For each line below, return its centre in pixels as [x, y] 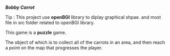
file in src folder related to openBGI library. [50, 23]
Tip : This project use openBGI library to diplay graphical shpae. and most [83, 17]
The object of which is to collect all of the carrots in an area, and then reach [85, 42]
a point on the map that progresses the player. [54, 48]
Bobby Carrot [20, 7]
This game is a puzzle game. [36, 32]
